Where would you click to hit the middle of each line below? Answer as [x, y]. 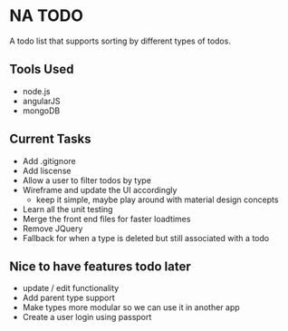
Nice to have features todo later [101, 266]
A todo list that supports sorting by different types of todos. [120, 41]
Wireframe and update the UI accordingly [100, 190]
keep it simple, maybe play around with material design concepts [157, 200]
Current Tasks [50, 139]
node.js [37, 91]
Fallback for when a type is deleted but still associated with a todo [146, 238]
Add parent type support [68, 298]
